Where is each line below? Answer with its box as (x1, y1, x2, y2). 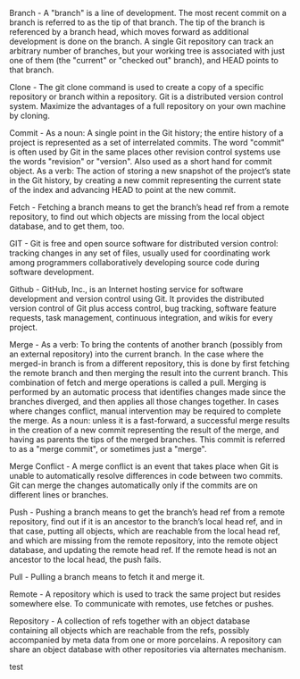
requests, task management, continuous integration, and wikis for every (9, 313, 274, 323)
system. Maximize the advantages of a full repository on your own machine (9, 101, 286, 111)
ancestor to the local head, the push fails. (9, 554, 162, 565)
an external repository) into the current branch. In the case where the (9, 348, 264, 359)
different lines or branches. (9, 490, 109, 499)
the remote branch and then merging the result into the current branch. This (9, 368, 288, 378)
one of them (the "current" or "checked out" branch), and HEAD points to (9, 55, 279, 65)
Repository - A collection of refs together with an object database (9, 616, 251, 626)
